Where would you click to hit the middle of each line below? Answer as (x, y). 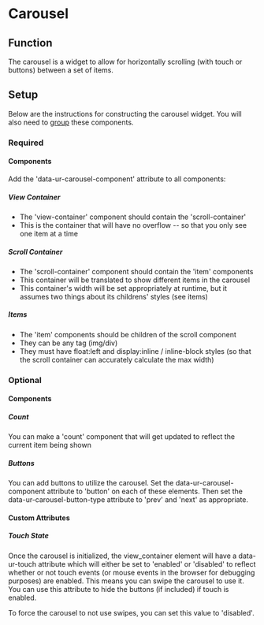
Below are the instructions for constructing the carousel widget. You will (125, 113)
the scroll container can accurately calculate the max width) (117, 359)
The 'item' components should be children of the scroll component (128, 334)
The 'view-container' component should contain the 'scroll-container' (133, 217)
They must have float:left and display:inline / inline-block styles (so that (136, 351)
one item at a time (49, 233)
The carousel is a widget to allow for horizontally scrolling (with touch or (125, 61)
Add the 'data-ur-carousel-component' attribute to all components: (117, 179)
